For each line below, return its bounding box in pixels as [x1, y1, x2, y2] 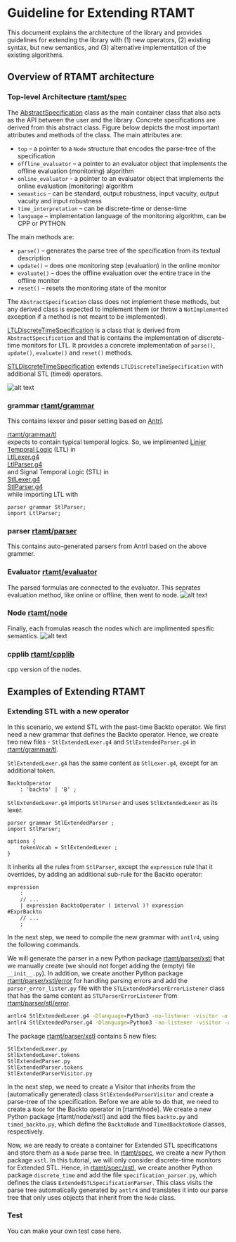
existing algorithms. [7, 51, 65, 59]
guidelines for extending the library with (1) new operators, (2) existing [7, 35, 211, 44]
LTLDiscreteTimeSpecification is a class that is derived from [7, 326, 181, 334]
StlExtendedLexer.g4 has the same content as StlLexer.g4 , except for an [7, 759, 218, 767]
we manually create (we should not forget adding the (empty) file [7, 961, 195, 970]
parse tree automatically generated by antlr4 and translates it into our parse [7, 1186, 228, 1194]
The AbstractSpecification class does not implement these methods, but [7, 297, 220, 305]
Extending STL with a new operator [7, 706, 130, 716]
